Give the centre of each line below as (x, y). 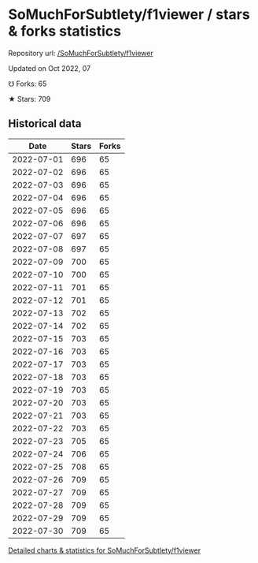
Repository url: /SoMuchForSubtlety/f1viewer (81, 53)
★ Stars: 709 (29, 99)
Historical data (45, 124)
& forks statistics (65, 31)
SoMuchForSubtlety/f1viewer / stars (129, 15)
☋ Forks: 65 (28, 84)
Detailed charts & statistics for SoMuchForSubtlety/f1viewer (105, 550)
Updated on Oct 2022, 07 (50, 68)
